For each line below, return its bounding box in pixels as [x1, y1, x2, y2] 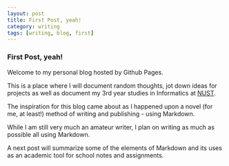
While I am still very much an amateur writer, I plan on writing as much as [7, 122, 215, 131]
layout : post [7, 10, 45, 17]
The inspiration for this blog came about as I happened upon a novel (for [7, 102, 213, 111]
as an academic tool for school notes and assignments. [7, 151, 164, 159]
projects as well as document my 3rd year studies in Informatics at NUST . [7, 89, 216, 97]
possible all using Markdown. [7, 130, 90, 138]
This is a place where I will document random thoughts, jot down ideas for [7, 81, 217, 90]
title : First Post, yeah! [7, 17, 81, 24]
